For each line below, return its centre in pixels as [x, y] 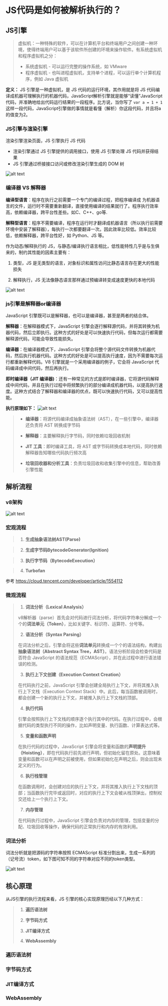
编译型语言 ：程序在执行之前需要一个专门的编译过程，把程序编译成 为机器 [81, 200]
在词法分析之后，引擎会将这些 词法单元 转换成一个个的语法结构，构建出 [90, 645]
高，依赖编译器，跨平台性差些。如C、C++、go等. [57, 212]
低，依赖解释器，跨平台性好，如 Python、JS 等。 [56, 235]
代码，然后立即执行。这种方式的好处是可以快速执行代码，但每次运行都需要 [86, 332]
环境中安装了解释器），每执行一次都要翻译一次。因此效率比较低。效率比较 [81, 229]
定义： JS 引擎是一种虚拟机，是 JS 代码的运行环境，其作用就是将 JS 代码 [81, 90]
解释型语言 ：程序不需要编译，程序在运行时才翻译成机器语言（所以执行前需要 [84, 223]
